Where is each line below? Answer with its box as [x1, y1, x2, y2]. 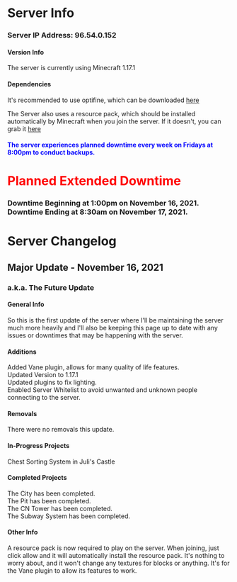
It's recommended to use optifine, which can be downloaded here [7, 96, 200, 104]
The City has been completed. [7, 489, 96, 498]
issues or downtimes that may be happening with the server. [7, 331, 184, 340]
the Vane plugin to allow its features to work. [7, 566, 137, 575]
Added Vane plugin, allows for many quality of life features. [7, 363, 180, 371]
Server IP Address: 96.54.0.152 [7, 30, 117, 40]
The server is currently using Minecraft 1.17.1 [7, 64, 136, 72]
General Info [7, 300, 45, 309]
